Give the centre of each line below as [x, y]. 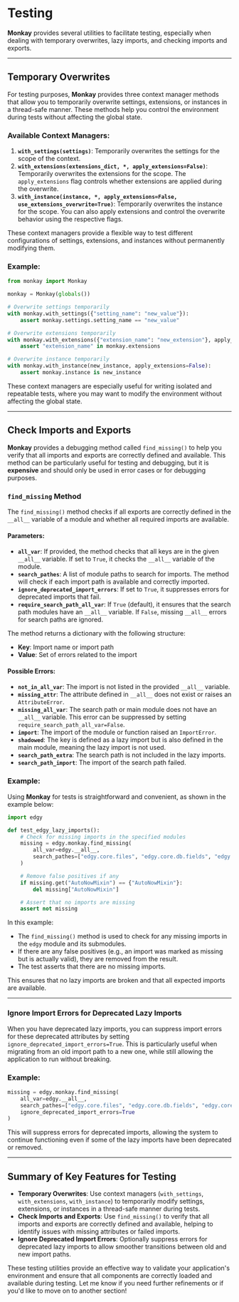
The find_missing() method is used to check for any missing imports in [122, 936]
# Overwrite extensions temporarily [62, 333]
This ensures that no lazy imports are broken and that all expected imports [116, 981]
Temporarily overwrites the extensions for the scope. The [102, 174]
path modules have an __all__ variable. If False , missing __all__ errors [122, 612]
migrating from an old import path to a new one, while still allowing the [110, 1051]
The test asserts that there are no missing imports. [91, 966]
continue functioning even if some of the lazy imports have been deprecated [119, 1140]
